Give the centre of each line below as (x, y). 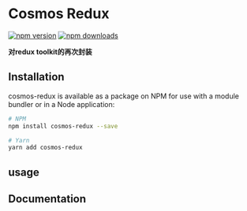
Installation (36, 77)
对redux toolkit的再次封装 (50, 51)
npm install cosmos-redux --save (63, 126)
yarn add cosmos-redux (45, 148)
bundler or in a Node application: (62, 104)
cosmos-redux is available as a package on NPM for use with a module (123, 96)
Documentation (47, 199)
